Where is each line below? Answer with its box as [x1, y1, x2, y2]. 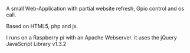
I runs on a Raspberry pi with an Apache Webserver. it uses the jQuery [6, 34, 177, 41]
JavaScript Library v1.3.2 [6, 41, 67, 47]
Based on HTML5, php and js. [6, 23, 78, 29]
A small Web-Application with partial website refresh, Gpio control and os [6, 5, 185, 12]
